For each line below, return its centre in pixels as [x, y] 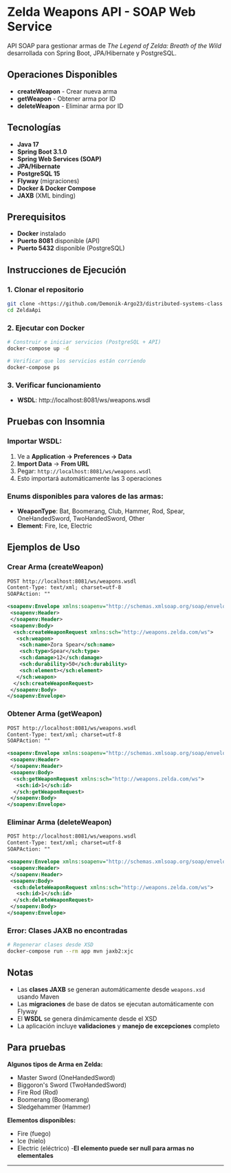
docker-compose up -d [38, 349]
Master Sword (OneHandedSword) [66, 1077]
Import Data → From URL [53, 464]
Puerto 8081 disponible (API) [58, 241]
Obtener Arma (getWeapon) [55, 714]
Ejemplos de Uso [44, 547]
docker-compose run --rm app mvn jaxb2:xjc [70, 951]
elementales [35, 1155]
